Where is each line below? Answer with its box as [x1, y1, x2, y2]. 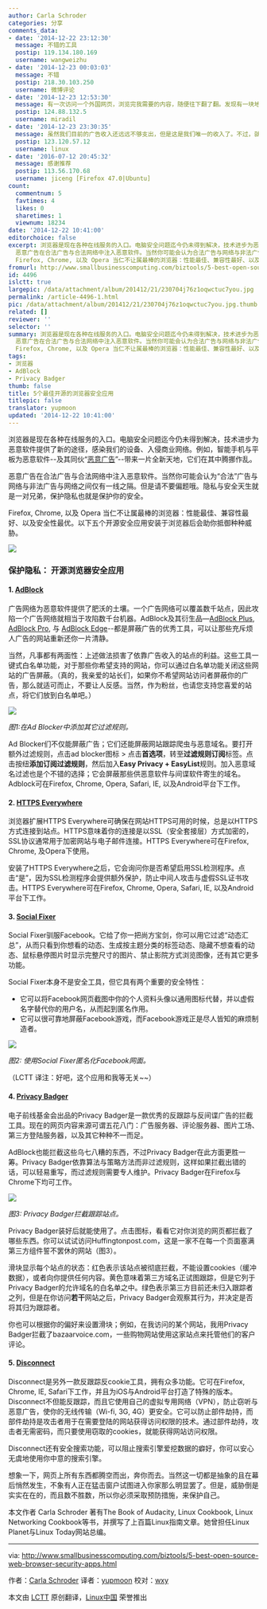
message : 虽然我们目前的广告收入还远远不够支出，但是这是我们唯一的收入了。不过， [15, 130, 254, 138]
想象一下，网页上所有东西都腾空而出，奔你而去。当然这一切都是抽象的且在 [8, 1470, 252, 1480]
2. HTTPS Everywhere [8, 797, 83, 807]
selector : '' [8, 323, 52, 331]
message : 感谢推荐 [15, 160, 72, 168]
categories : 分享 [8, 19, 64, 27]
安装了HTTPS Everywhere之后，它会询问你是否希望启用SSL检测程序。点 [8, 863, 246, 873]
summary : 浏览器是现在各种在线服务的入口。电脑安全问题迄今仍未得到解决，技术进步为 [8, 330, 253, 339]
